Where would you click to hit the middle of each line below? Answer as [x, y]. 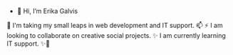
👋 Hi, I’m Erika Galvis [47, 11]
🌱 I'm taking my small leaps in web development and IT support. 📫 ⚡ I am [115, 25]
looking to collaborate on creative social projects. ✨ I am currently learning [116, 35]
